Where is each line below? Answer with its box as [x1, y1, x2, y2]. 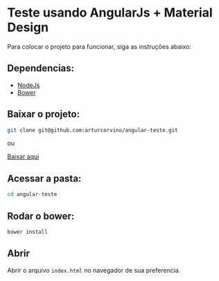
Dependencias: [7, 62, 75, 74]
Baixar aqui [7, 152, 40, 161]
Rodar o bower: [7, 210, 75, 222]
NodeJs [17, 81, 40, 89]
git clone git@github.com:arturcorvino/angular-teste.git [7, 127, 178, 134]
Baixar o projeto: [7, 109, 80, 120]
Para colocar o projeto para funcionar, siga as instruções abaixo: [7, 42, 192, 51]
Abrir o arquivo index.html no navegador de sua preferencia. [7, 266, 181, 274]
